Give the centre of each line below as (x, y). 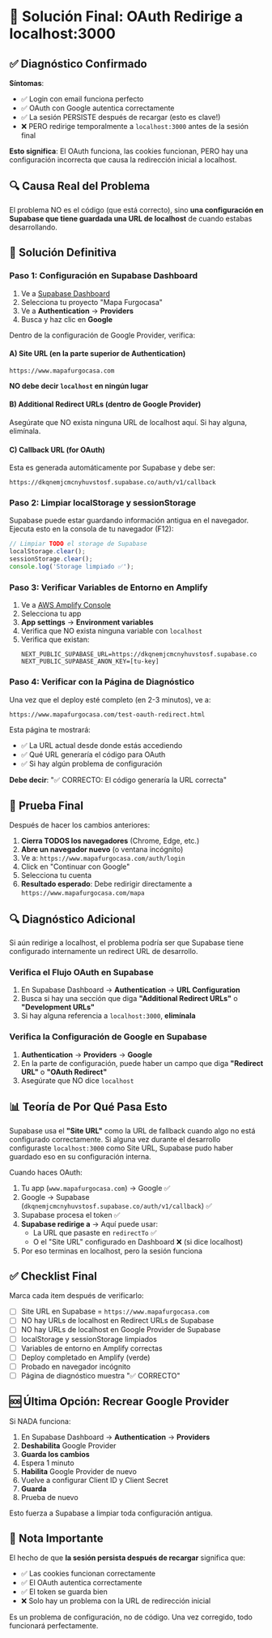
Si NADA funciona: (40, 1421)
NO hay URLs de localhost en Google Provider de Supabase (121, 1330)
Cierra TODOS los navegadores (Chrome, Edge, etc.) (110, 841)
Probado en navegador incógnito (76, 1366)
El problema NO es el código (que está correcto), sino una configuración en (136, 209)
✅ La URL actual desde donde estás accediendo (102, 745)
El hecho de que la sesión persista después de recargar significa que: (127, 1558)
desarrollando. (33, 227)
